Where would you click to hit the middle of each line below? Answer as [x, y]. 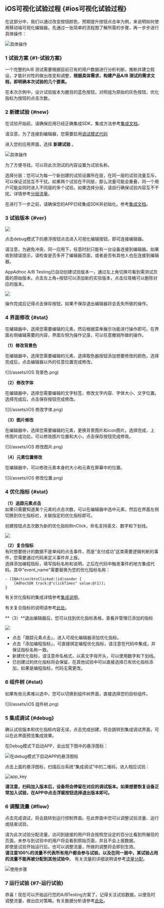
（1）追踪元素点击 [23, 503]
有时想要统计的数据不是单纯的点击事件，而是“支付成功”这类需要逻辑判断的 [80, 551]
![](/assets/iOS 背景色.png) [32, 372]
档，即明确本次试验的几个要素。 [37, 82]
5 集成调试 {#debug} [30, 718]
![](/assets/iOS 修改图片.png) [34, 447]
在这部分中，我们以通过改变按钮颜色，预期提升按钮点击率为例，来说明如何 [80, 21]
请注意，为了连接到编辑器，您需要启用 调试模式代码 [56, 134]
